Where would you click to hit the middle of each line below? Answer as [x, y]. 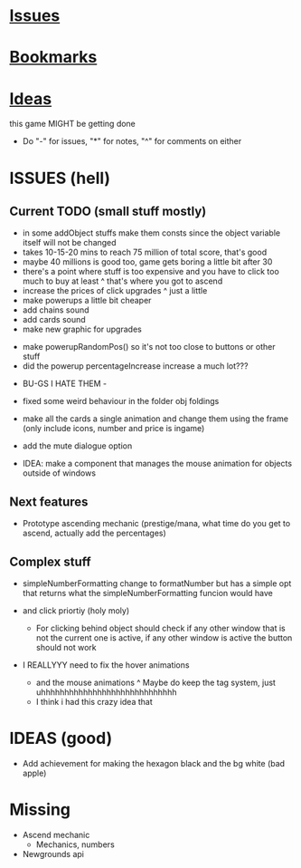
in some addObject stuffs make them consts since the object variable [151, 233]
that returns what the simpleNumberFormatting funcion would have [147, 593]
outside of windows [59, 473]
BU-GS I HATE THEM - [65, 384]
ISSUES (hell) [60, 178]
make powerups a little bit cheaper [87, 301]
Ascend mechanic [56, 834]
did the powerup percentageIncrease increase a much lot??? [135, 366]
